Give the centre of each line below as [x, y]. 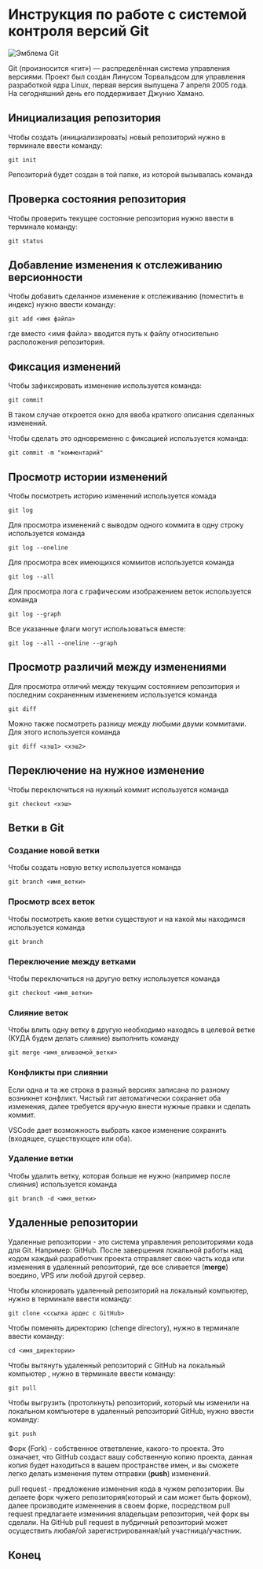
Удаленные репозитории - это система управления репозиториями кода [131, 1242]
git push [22, 1434]
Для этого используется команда [64, 732]
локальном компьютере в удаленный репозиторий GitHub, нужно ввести [131, 1411]
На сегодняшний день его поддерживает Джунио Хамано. [106, 93]
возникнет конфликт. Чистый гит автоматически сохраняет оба [115, 1098]
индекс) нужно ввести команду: [62, 305]
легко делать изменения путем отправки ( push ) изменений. [110, 1473]
